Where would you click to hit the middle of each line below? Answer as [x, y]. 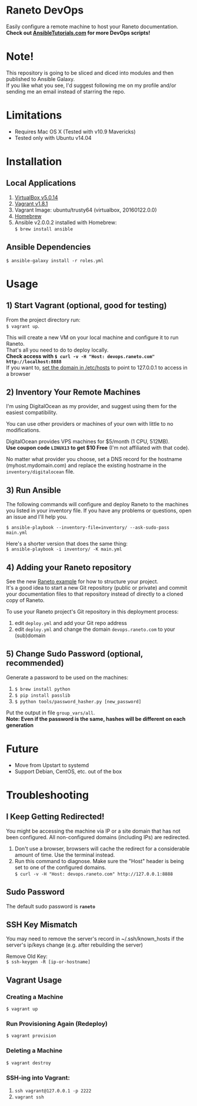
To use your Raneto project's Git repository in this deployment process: [92, 612]
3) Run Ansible [34, 490]
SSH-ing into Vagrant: [38, 1078]
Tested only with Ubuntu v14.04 [53, 138]
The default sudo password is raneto [51, 906]
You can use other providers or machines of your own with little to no [90, 424]
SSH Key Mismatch [42, 925]
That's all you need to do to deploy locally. [57, 350]
